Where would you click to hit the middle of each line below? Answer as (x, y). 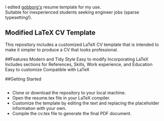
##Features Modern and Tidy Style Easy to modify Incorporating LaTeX (77, 59)
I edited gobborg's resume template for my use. (53, 7)
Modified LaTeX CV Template (50, 33)
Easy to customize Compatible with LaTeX (47, 69)
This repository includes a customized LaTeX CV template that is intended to (82, 44)
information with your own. (39, 108)
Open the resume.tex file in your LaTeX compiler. (61, 98)
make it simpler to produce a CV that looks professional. (62, 50)
